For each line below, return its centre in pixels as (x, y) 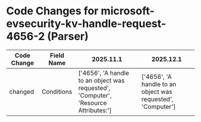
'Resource (92, 103)
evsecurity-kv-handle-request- (86, 24)
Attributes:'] (95, 110)
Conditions (57, 91)
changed (22, 91)
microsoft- (128, 11)
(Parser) (68, 36)
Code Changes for (52, 11)
